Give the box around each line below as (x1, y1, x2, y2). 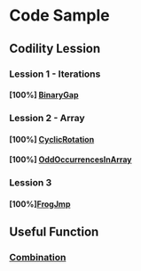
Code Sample (9, 5, 110, 26)
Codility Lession (9, 41, 101, 56)
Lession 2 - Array (9, 112, 86, 125)
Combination (9, 251, 67, 264)
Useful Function (9, 225, 99, 240)
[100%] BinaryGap (9, 90, 79, 101)
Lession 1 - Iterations (9, 68, 101, 80)
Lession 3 (9, 177, 52, 189)
